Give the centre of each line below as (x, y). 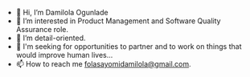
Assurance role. (42, 29)
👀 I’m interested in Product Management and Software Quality (118, 21)
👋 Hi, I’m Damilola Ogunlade (62, 12)
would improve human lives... (64, 55)
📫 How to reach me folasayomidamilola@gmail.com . (103, 64)
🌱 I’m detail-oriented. (51, 38)
